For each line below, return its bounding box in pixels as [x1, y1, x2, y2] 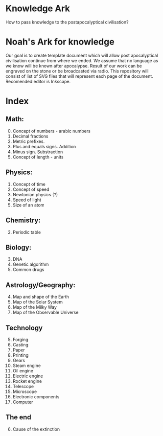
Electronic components [12, 393, 60, 399]
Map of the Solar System [12, 299, 63, 305]
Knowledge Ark [5, 3, 70, 14]
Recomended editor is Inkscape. [5, 78, 71, 84]
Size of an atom [12, 202, 45, 208]
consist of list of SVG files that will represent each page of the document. [5, 73, 153, 79]
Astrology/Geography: [5, 281, 75, 289]
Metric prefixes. [12, 138, 45, 144]
